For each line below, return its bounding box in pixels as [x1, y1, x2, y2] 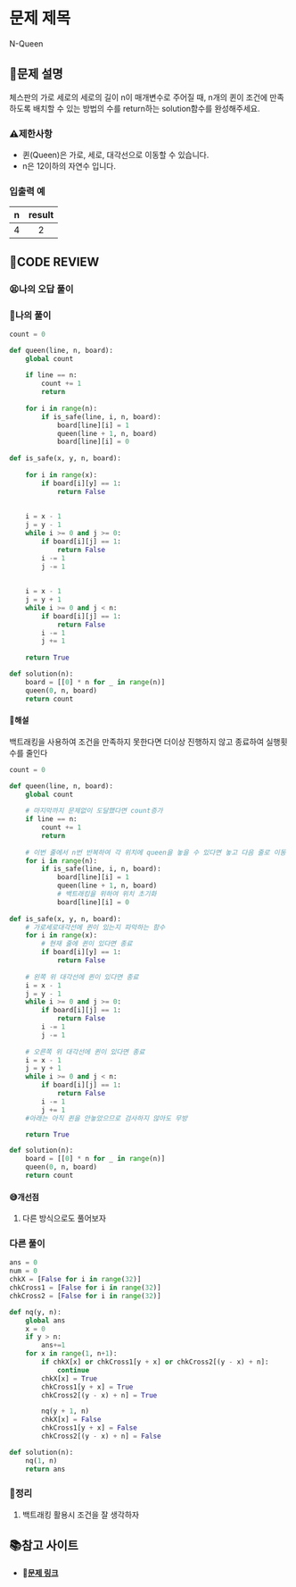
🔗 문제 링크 [21, 1567, 59, 1578]
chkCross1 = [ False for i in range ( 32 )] [9, 1283, 162, 1292]
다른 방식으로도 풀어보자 [21, 1213, 107, 1224]
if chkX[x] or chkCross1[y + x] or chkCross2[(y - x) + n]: [41, 1357, 269, 1367]
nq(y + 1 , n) [41, 1406, 90, 1416]
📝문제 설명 [9, 66, 64, 81]
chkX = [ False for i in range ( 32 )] [9, 1275, 142, 1284]
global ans [25, 1315, 66, 1325]
